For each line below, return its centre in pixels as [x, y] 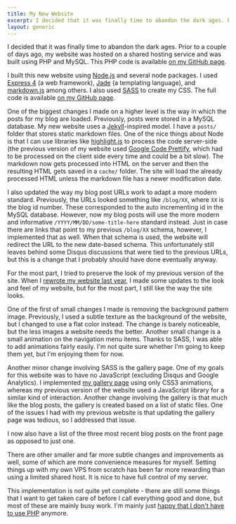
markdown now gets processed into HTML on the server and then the [108, 164]
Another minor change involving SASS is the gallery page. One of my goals [116, 368]
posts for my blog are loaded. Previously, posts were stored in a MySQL [111, 119]
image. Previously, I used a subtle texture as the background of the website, [117, 317]
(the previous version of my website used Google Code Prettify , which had [115, 149]
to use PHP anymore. [38, 513]
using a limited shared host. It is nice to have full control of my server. [108, 477]
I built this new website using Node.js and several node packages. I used [112, 75]
